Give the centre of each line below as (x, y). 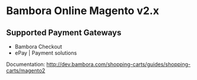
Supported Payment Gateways (64, 33)
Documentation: (26, 64)
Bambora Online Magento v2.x (82, 11)
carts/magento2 (26, 71)
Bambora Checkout (38, 46)
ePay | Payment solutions (46, 53)
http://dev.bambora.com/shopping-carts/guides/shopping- (119, 64)
